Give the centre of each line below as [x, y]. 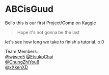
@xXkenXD [17, 67]
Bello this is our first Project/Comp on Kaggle [51, 23]
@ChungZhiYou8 [22, 62]
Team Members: [22, 51]
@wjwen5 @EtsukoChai [29, 56]
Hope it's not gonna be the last [48, 32]
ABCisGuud [29, 9]
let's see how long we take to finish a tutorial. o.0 [55, 42]
